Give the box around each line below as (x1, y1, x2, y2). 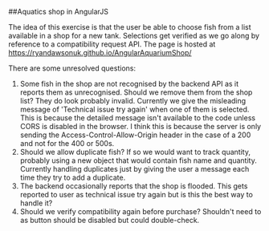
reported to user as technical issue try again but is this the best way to (19, 190, 253, 199)
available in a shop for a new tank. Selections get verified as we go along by (8, 31, 259, 40)
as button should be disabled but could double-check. (19, 216, 200, 225)
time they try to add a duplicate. (19, 172, 126, 182)
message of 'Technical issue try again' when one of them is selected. (19, 104, 250, 114)
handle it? (19, 198, 53, 208)
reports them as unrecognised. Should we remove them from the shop (19, 87, 253, 97)
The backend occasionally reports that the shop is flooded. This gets (19, 181, 248, 191)
